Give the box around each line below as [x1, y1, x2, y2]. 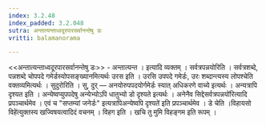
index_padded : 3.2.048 [8, 19, 84, 27]
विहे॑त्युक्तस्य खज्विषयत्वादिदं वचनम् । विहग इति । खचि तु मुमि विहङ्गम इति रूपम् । [8, 107, 217, 117]
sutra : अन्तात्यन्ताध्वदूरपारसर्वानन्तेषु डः [8, 26, 103, 34]
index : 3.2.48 [8, 11, 56, 20]
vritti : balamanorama [8, 33, 81, 42]
